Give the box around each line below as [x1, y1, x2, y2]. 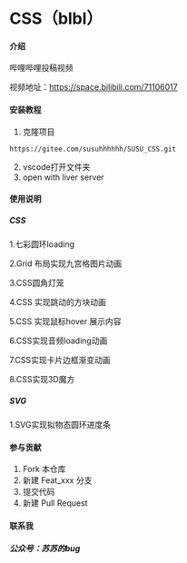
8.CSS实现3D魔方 [9, 374, 75, 385]
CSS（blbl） [9, 8, 103, 29]
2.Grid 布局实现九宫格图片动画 [9, 258, 123, 269]
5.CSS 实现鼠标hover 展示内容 [9, 316, 122, 327]
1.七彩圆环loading [9, 239, 75, 250]
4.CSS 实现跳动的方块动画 [9, 297, 107, 308]
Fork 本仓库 [22, 464, 66, 475]
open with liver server [22, 172, 104, 183]
